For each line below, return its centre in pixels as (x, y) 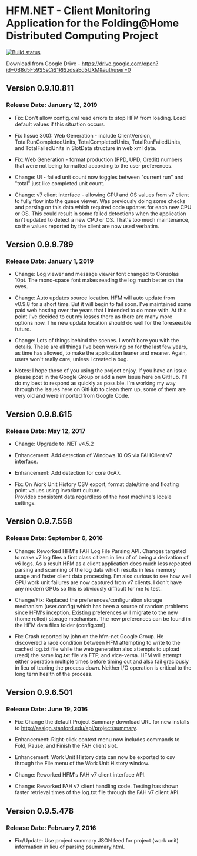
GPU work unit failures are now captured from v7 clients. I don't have (98, 582)
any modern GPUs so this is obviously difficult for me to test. (88, 588)
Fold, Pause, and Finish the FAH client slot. (66, 746)
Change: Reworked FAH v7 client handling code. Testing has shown (96, 786)
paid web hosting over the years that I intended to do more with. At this (101, 311)
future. (23, 329)
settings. (25, 503)
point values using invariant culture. (58, 490)
